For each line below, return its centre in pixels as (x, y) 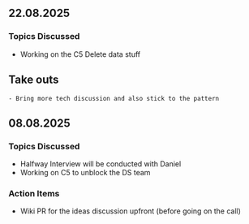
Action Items (34, 194)
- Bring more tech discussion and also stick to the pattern (114, 98)
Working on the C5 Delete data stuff (80, 54)
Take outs (34, 80)
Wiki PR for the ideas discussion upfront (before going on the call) (131, 211)
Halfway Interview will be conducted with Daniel (101, 164)
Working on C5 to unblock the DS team (85, 173)
